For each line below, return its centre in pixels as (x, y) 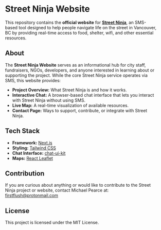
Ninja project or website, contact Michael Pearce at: (57, 190)
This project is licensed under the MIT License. (52, 223)
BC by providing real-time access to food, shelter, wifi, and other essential (79, 33)
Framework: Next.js (32, 142)
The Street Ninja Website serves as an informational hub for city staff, (75, 65)
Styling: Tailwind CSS (34, 148)
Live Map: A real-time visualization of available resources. (70, 105)
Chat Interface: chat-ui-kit (39, 153)
